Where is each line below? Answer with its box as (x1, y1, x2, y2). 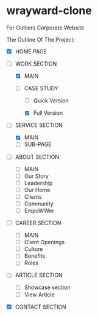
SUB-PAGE (24, 141, 52, 148)
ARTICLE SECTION (15, 271, 63, 279)
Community (24, 200, 54, 207)
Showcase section (24, 283, 71, 291)
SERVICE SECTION (15, 121, 63, 129)
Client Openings (24, 239, 65, 246)
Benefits (24, 252, 46, 260)
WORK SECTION (15, 60, 57, 67)
